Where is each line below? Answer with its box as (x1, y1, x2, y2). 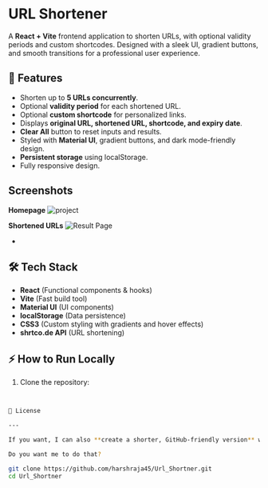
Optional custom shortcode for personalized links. (19, 110, 187, 119)
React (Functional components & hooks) (19, 286, 153, 295)
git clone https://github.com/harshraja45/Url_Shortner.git (8, 465, 213, 473)
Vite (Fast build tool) (19, 294, 88, 304)
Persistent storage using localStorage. (19, 152, 148, 162)
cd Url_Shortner (8, 472, 62, 480)
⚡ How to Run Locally (8, 352, 116, 366)
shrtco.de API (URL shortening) (19, 328, 125, 338)
